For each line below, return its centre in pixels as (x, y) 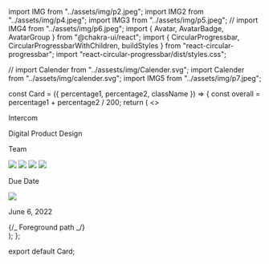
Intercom (23, 118)
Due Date (24, 181)
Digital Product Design (45, 133)
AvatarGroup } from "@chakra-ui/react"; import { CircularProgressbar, (124, 37)
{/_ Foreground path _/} (47, 227)
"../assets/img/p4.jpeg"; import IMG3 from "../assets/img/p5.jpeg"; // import (133, 20)
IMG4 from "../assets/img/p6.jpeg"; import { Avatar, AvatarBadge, (116, 28)
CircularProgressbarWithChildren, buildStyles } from (95, 46)
